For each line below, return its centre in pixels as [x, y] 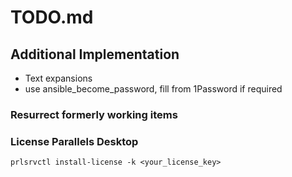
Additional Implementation [95, 54]
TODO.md [52, 17]
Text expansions [58, 78]
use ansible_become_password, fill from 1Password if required [153, 89]
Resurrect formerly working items [94, 114]
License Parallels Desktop [74, 141]
